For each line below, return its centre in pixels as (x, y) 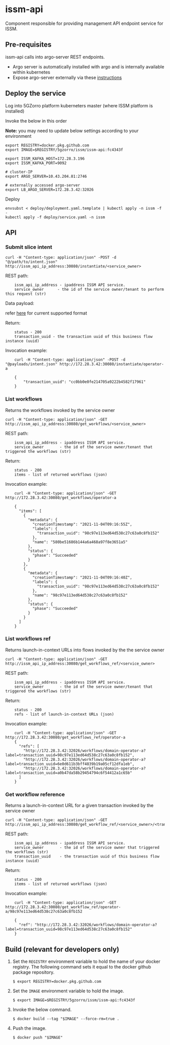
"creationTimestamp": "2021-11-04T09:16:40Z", (82, 577)
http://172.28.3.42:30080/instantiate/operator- (112, 364)
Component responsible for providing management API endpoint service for (84, 23)
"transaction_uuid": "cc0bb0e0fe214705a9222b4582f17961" (84, 382)
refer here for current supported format (46, 313)
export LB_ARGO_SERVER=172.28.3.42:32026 (50, 189)
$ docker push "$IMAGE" (38, 1037)
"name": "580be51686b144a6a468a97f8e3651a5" (80, 542)
